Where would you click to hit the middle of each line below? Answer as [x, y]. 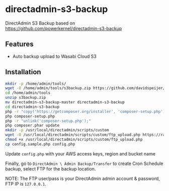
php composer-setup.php [30, 116]
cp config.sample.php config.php [40, 144]
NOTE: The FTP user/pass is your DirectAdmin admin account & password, [82, 178]
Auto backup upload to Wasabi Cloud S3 [54, 56]
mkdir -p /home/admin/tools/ [36, 84]
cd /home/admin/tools [28, 93]
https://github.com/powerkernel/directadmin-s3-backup [64, 28]
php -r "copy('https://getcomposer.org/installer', [60, 111]
